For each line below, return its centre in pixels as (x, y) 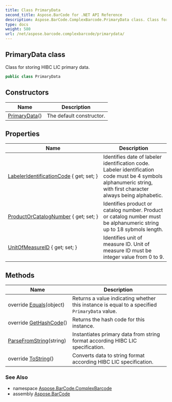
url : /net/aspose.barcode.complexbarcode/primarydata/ (65, 34)
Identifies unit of (123, 238)
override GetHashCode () (38, 323)
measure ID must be (127, 251)
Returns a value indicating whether (114, 298)
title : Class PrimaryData (33, 10)
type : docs (17, 24)
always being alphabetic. (133, 196)
